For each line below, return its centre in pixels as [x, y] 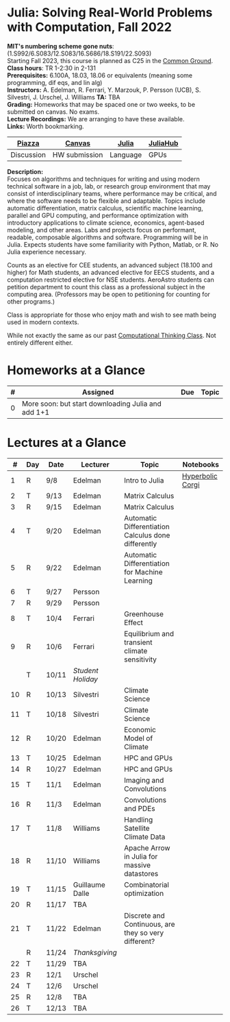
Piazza [28, 143]
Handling [139, 819]
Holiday [85, 679]
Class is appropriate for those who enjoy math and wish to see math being [112, 315]
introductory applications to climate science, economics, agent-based [106, 222]
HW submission [78, 154]
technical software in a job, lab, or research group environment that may [109, 186]
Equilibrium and [149, 633]
